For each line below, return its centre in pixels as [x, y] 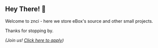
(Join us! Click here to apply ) [35, 40]
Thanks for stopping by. [29, 31]
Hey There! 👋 [25, 9]
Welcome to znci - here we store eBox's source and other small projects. [79, 21]
